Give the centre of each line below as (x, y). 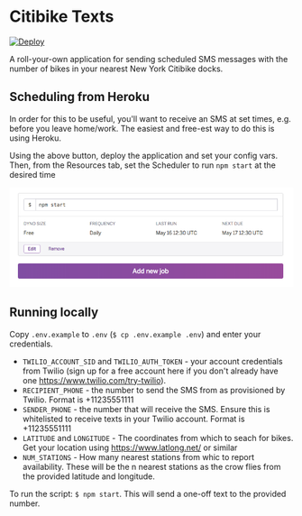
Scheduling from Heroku (80, 97)
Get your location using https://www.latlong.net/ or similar (130, 447)
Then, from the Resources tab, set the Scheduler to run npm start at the (143, 165)
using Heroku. (35, 138)
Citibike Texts (62, 17)
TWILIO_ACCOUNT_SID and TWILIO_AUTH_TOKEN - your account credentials (152, 361)
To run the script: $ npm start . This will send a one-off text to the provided (148, 493)
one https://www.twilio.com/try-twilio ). (94, 380)
